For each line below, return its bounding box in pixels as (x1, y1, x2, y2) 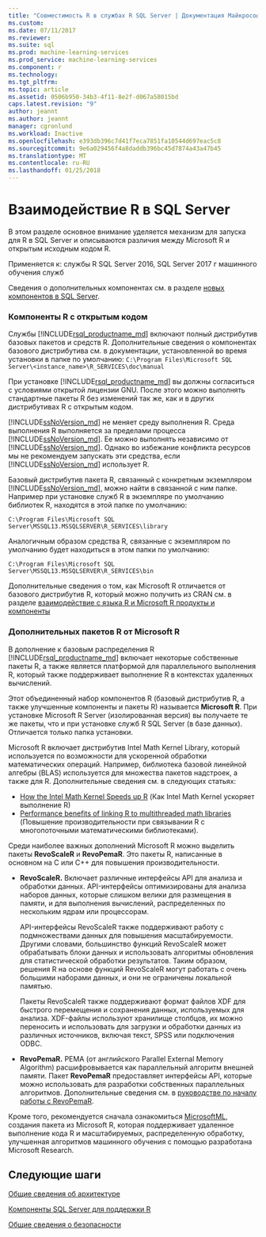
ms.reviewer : (8, 33, 51, 42)
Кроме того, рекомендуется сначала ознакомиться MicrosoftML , (8, 1112, 228, 1121)
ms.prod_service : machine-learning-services (8, 56, 158, 64)
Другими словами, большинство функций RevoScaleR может (19, 939, 227, 948)
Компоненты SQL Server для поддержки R (8, 1204, 151, 1214)
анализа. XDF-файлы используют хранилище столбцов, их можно (19, 1013, 243, 1023)
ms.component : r (8, 63, 62, 71)
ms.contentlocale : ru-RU (8, 159, 90, 167)
